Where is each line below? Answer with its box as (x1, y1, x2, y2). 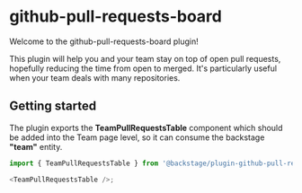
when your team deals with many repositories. (9, 72, 181, 83)
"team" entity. (9, 141, 63, 152)
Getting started (9, 99, 97, 114)
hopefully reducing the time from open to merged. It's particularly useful (9, 63, 277, 74)
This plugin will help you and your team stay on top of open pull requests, (9, 53, 281, 64)
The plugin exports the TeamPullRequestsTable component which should (9, 122, 283, 133)
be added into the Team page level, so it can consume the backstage (9, 132, 265, 143)
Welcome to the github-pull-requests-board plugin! (9, 36, 200, 47)
